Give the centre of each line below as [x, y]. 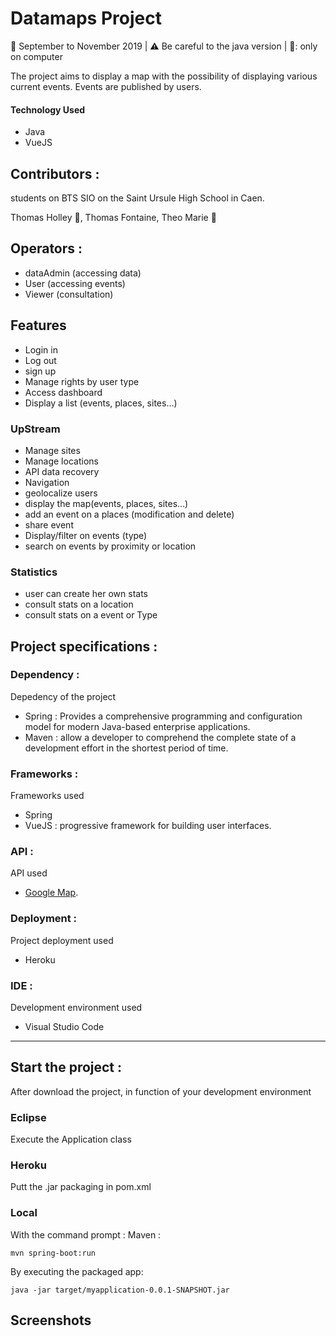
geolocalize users [61, 493]
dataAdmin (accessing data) [83, 273]
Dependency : [45, 675]
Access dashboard [63, 392]
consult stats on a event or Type [91, 615]
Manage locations [61, 461]
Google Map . [51, 893]
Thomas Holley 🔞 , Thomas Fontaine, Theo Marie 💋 [113, 217]
